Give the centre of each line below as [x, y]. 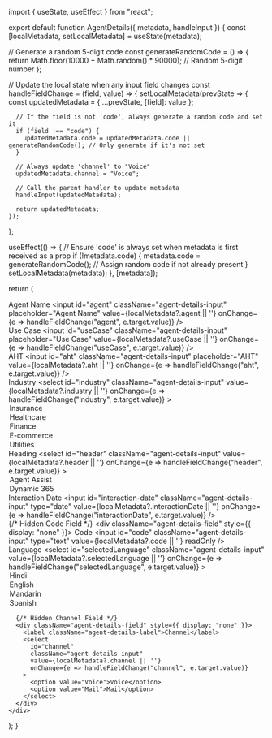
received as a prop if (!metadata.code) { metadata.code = [105, 256]
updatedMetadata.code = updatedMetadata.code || [107, 138]
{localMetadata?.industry [50, 391]
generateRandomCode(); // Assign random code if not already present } [128, 264]
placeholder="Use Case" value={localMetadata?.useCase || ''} [113, 339]
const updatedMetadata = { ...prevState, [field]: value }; [101, 102]
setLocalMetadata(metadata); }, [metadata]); [83, 273]
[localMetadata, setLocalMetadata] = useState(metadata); [106, 36]
